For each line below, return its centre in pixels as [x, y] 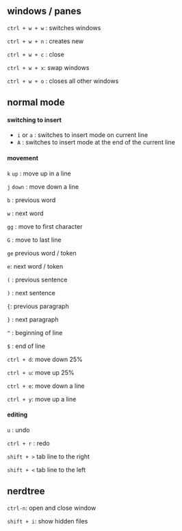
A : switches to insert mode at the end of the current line [96, 143]
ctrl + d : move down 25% [45, 359]
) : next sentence [31, 293]
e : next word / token [35, 266]
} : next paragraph [33, 319]
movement [23, 158]
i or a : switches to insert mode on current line [82, 135]
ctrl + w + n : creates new [45, 41]
